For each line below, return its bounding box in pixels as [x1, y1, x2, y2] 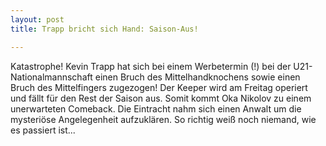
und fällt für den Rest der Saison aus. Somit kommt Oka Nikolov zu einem [10, 92, 312, 104]
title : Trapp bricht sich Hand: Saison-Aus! [10, 24, 199, 34]
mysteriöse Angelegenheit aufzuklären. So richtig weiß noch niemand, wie [10, 113, 317, 125]
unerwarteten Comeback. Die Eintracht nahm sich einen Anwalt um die [10, 102, 302, 115]
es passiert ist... [10, 124, 76, 136]
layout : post [10, 14, 65, 25]
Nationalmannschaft [10, 71, 93, 83]
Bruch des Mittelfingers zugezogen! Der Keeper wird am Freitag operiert [10, 81, 308, 93]
